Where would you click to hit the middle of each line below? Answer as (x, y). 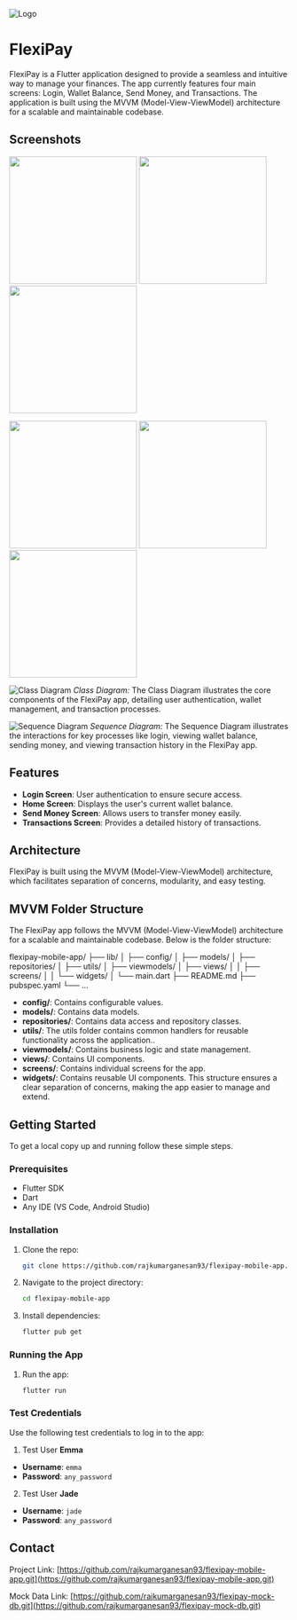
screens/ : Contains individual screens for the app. (113, 1068)
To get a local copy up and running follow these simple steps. (121, 1146)
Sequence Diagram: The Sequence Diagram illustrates (189, 726)
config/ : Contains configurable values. (93, 1003)
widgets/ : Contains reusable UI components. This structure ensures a (149, 1078)
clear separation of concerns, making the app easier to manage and (146, 1088)
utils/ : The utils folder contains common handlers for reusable (135, 1031)
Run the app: (45, 1374)
